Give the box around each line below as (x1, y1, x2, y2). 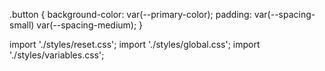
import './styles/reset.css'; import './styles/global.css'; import (9, 39, 261, 50)
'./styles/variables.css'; (9, 49, 105, 61)
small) (9, 19, 35, 31)
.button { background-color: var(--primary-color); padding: (9, 9, 252, 20)
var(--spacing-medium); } (36, 19, 144, 31)
